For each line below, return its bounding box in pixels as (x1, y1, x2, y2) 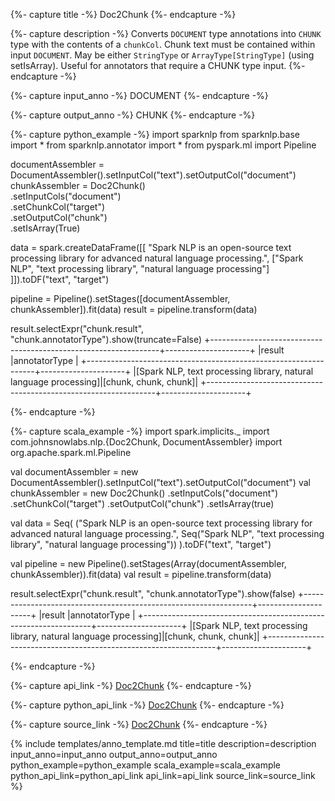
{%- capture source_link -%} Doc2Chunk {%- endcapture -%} (10, 719, 268, 730)
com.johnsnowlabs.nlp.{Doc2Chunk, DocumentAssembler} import (10, 436, 283, 448)
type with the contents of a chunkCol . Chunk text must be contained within (10, 39, 316, 50)
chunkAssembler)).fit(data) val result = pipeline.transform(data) (10, 569, 272, 580)
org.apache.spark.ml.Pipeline (10, 447, 132, 458)
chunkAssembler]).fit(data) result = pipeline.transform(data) (10, 304, 258, 315)
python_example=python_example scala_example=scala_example (10, 759, 282, 771)
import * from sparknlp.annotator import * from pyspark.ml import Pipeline (10, 139, 317, 151)
